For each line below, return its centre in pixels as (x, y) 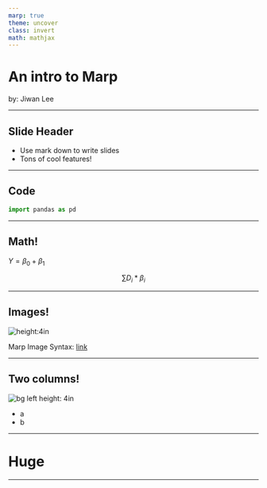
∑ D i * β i (133, 279)
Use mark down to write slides (70, 150)
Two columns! (44, 379)
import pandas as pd (43, 209)
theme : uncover (33, 23)
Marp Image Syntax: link (48, 347)
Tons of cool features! (56, 159)
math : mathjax (32, 38)
